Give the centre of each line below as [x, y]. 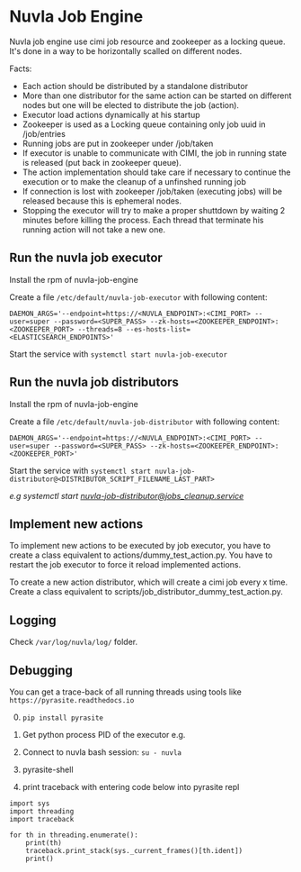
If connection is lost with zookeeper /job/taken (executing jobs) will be [152, 191]
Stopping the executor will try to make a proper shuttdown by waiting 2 [154, 210]
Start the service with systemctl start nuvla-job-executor [118, 354]
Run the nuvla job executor [86, 258]
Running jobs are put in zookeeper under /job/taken [118, 143]
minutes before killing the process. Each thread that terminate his [143, 220]
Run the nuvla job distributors [94, 382]
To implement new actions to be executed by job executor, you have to [140, 546]
